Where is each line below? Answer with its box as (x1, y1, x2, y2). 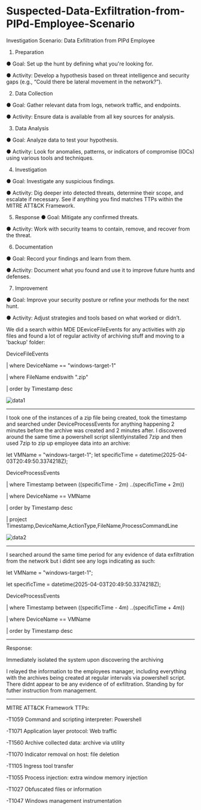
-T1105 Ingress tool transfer (6, 762, 74, 769)
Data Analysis (14, 124, 49, 131)
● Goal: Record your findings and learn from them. (6, 255, 132, 262)
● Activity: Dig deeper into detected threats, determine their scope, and (6, 189, 184, 196)
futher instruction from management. (6, 686, 98, 694)
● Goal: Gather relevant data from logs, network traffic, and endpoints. (6, 101, 181, 109)
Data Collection (14, 89, 53, 97)
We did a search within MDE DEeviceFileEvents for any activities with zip (6, 325, 185, 333)
